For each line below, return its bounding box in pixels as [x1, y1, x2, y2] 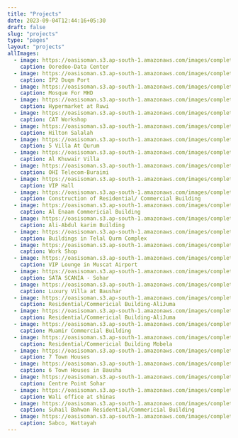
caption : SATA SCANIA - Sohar [20, 274, 110, 281]
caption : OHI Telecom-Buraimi [20, 168, 110, 176]
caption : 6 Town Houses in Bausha [20, 367, 122, 374]
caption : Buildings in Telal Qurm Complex [20, 235, 147, 242]
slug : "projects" [7, 30, 59, 38]
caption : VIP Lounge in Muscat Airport [20, 261, 138, 268]
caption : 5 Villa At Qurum [20, 143, 100, 150]
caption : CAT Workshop [20, 116, 87, 123]
